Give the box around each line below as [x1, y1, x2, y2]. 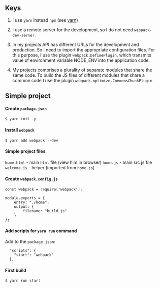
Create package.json [5, 105, 47, 111]
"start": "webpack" [14, 252, 54, 258]
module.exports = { [5, 195, 45, 201]
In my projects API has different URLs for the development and [12, 42, 139, 48]
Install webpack [5, 127, 34, 133]
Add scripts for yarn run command [5, 228, 77, 234]
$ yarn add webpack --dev [5, 138, 58, 143]
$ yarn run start [5, 278, 41, 284]
